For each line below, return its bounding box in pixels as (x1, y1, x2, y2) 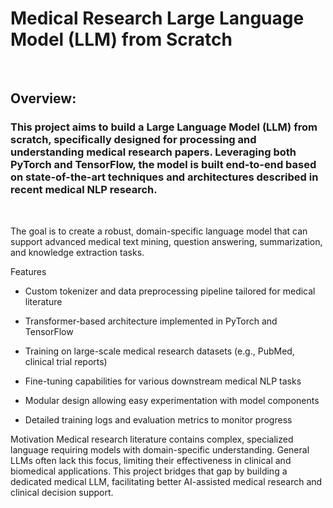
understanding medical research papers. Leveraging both (10, 145, 297, 159)
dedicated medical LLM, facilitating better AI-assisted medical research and (10, 475, 323, 487)
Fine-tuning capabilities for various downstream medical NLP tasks (24, 375, 302, 387)
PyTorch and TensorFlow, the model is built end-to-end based (10, 158, 317, 172)
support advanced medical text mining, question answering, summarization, (10, 235, 323, 247)
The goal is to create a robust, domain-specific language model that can (10, 225, 308, 237)
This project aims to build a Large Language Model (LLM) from (10, 120, 318, 134)
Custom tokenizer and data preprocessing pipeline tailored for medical (24, 285, 316, 297)
